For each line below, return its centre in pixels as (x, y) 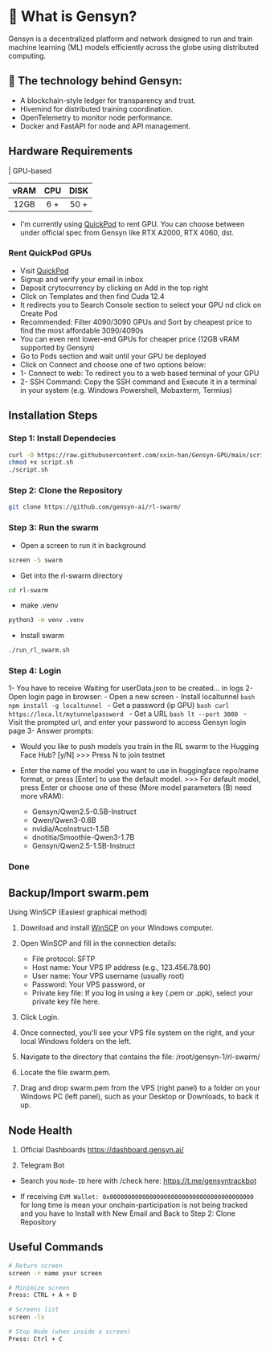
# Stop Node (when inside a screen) (70, 1332)
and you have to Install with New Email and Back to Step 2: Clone (127, 1213)
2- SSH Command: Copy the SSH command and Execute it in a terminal (138, 382)
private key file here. (66, 1002)
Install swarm (42, 636)
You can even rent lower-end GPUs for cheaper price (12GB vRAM (129, 339)
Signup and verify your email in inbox (82, 279)
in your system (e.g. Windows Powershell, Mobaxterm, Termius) (126, 390)
